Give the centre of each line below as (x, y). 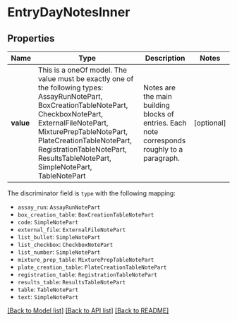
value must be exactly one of (86, 79)
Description (165, 58)
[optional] (210, 123)
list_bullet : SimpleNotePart (59, 237)
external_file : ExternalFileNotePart (72, 229)
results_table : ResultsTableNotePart (72, 282)
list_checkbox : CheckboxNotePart (65, 244)
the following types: (71, 87)
